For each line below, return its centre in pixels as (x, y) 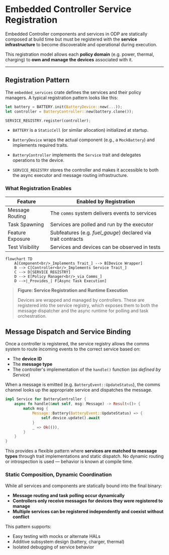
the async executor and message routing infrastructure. (70, 175)
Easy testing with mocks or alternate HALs (56, 536)
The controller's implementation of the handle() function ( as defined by (87, 369)
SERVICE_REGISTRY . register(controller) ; (48, 121)
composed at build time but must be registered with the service (71, 39)
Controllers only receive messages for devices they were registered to (88, 501)
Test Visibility (23, 247)
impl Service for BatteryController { (46, 399)
